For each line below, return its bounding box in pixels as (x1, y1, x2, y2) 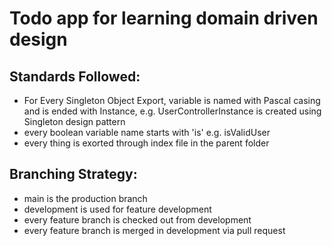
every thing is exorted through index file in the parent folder (23, 137, 270, 149)
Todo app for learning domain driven (9, 7, 319, 30)
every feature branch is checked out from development (23, 213, 252, 226)
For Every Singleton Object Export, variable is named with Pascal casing (23, 95, 321, 106)
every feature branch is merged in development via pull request (23, 224, 286, 236)
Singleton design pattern (23, 116, 126, 127)
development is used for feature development (23, 203, 212, 215)
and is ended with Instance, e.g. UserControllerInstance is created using (23, 105, 322, 117)
